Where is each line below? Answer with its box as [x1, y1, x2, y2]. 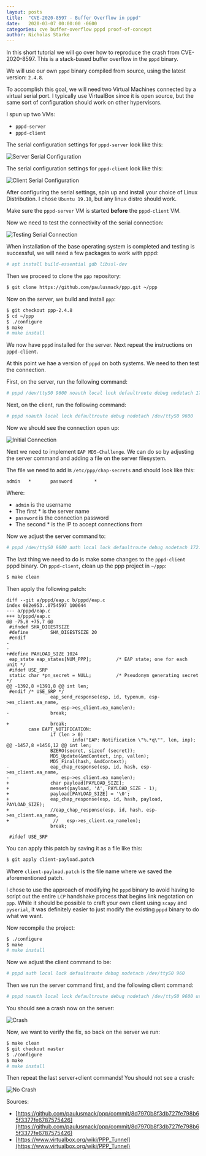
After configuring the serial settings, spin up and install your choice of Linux [6, 189, 198, 196]
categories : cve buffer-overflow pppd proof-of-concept [6, 26, 152, 33]
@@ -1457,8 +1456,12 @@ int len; [6, 742, 92, 748]
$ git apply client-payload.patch [6, 856, 95, 863]
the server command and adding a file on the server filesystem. [6, 454, 167, 462]
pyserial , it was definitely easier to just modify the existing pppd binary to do [6, 905, 199, 913]
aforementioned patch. [6, 874, 64, 881]
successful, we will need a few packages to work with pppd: [6, 250, 159, 257]
